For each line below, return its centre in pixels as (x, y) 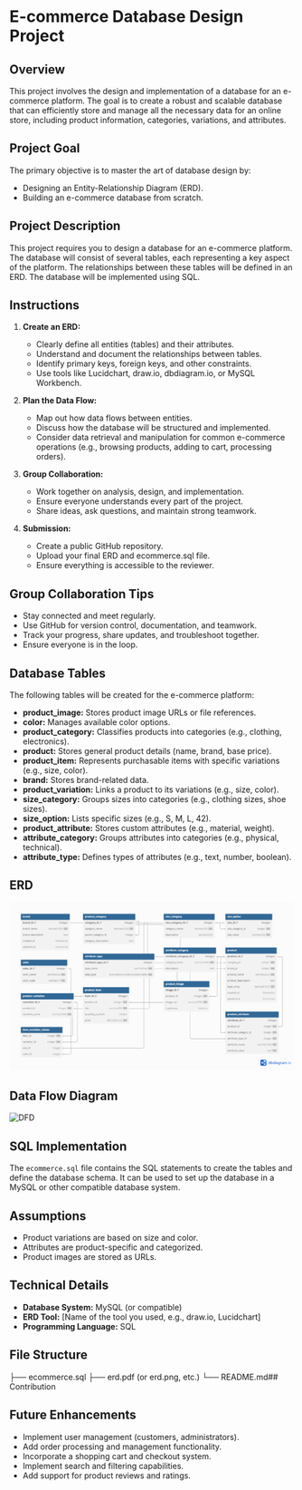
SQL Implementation (68, 1146)
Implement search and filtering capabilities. (103, 1466)
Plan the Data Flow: (60, 401)
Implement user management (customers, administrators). (131, 1437)
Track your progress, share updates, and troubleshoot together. (141, 635)
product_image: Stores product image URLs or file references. (139, 712)
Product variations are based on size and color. (110, 1238)
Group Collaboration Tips (82, 594)
